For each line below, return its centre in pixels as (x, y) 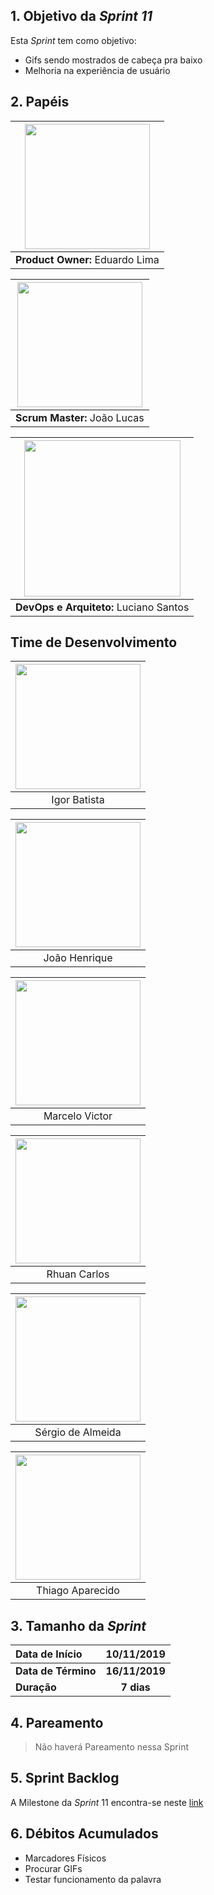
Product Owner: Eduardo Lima (87, 259)
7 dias (135, 1687)
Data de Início (49, 1654)
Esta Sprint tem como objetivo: (73, 40)
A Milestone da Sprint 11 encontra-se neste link (107, 1802)
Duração (36, 1687)
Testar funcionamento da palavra (93, 1879)
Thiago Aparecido (78, 1591)
